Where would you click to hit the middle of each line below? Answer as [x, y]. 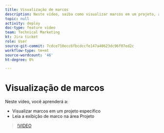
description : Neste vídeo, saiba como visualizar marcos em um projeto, [81, 14]
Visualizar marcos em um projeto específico [56, 111]
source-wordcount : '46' [29, 55]
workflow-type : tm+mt [27, 50]
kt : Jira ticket [21, 37]
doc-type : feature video [30, 28]
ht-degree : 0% [20, 60]
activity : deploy [23, 23]
